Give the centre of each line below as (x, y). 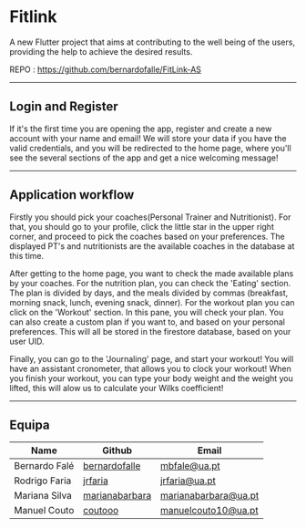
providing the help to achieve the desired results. (101, 51)
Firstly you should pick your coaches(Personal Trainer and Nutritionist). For (150, 217)
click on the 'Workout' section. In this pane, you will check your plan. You (147, 312)
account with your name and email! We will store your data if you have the (148, 138)
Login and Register (64, 107)
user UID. (27, 341)
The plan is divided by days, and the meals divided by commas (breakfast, (149, 293)
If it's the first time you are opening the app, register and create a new (141, 129)
